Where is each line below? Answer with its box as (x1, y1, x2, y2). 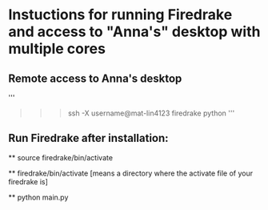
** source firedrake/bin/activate (8, 152, 114, 162)
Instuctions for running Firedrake (8, 6, 233, 24)
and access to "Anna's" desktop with (8, 22, 261, 41)
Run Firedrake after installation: (8, 131, 170, 145)
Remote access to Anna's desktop (8, 71, 182, 85)
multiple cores (8, 40, 106, 58)
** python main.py (8, 192, 69, 202)
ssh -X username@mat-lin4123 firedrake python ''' (67, 108, 235, 118)
